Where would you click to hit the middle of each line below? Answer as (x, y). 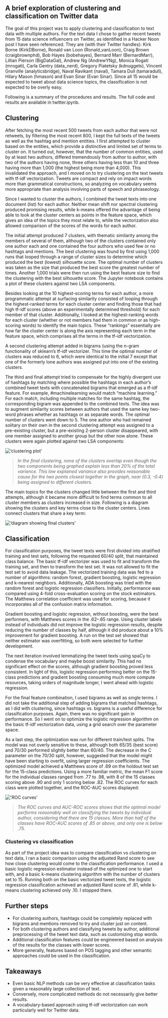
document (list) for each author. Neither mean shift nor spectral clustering (81, 204)
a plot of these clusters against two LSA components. (60, 283)
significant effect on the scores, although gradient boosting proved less (79, 667)
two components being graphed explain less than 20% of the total (86, 466)
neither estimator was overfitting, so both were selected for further (74, 641)
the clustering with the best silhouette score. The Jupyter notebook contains (84, 278)
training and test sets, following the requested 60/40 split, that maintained (82, 556)
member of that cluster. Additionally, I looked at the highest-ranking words (82, 315)
